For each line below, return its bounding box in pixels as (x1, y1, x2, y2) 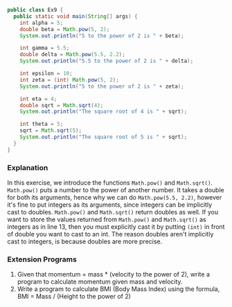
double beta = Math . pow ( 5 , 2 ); (19, 26, 110, 32)
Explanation (7, 162, 48, 172)
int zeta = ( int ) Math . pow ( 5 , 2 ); (19, 76, 119, 83)
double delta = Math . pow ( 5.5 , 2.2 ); (19, 51, 126, 58)
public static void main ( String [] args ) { (13, 12, 138, 20)
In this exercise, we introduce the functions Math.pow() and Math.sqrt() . (7, 178, 213, 187)
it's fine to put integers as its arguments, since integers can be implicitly (7, 201, 213, 209)
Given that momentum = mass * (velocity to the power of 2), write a (17, 270, 210, 279)
